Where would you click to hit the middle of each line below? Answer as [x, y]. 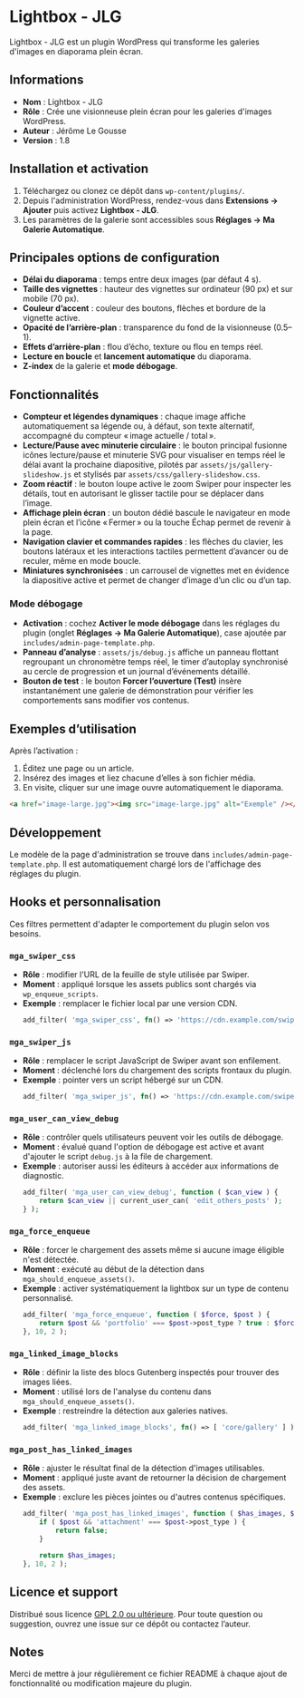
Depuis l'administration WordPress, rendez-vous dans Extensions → [150, 200]
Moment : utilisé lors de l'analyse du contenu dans [117, 1392]
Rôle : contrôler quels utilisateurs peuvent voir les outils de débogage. [153, 1137]
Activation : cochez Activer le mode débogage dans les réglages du [151, 624]
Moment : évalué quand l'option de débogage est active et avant [143, 1147]
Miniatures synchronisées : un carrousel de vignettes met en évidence [156, 571]
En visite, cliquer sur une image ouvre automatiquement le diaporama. [153, 788]
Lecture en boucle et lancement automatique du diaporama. [137, 356]
